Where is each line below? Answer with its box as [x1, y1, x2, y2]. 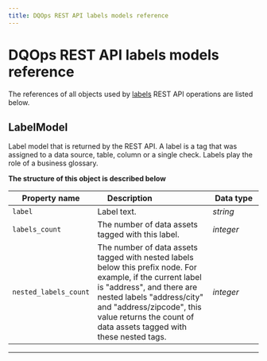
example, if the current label [97, 272, 203, 283]
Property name [21, 192, 80, 204]
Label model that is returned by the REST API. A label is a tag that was [8, 142, 238, 151]
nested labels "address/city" [97, 292, 204, 303]
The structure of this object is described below [8, 174, 167, 184]
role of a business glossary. [8, 158, 99, 168]
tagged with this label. [97, 229, 180, 240]
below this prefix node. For [97, 262, 197, 273]
